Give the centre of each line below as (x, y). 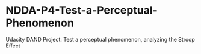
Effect (13, 46)
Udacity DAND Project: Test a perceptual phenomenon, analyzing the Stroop (100, 39)
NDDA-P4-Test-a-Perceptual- (82, 10)
